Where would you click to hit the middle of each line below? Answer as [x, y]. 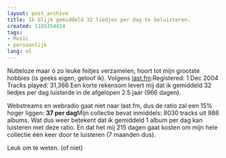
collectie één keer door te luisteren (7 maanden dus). [81, 134]
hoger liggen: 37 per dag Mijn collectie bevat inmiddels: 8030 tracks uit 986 [113, 112]
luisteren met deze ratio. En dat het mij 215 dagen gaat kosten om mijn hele [113, 127]
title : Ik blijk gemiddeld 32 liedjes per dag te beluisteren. [99, 20]
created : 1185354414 [37, 26]
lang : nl [19, 52]
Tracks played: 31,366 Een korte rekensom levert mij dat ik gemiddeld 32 [109, 85]
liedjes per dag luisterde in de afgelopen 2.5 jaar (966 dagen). [94, 92]
